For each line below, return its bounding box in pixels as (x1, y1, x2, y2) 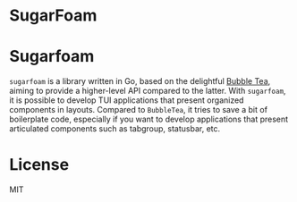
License (9, 155, 70, 175)
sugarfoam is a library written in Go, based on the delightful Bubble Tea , (9, 76, 271, 87)
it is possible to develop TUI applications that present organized (9, 95, 244, 105)
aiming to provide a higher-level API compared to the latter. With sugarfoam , (9, 86, 286, 97)
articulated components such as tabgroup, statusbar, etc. (9, 123, 221, 134)
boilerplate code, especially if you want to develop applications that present (9, 114, 289, 125)
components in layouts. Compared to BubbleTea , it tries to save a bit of (9, 105, 268, 115)
